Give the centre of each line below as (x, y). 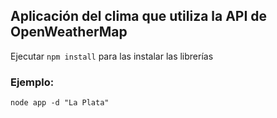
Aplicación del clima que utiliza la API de (139, 16)
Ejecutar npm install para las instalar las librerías (112, 56)
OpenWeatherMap (69, 32)
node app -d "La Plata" (60, 103)
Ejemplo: (32, 82)
